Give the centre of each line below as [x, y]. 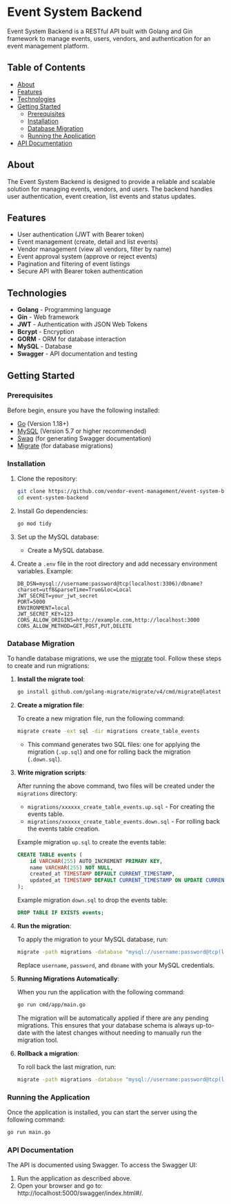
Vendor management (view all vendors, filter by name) [94, 249]
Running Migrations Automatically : [68, 979]
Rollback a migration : [48, 1053]
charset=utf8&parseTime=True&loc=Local [74, 590]
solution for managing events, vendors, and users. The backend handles [110, 189]
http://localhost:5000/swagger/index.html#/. [80, 1193]
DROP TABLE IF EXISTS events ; [61, 913]
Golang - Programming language [64, 310]
